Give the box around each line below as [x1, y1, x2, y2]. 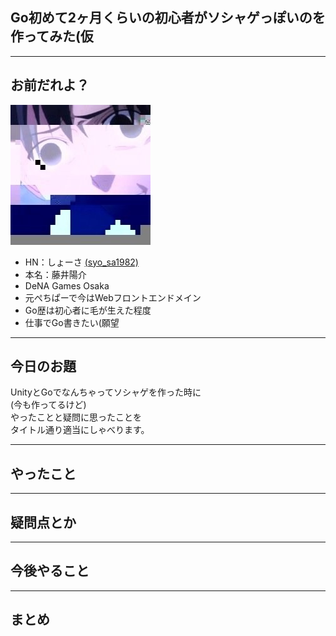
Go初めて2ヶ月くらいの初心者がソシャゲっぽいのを [10, 9, 326, 27]
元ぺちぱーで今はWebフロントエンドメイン [24, 291, 202, 303]
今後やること [10, 563, 90, 580]
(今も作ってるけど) [10, 399, 87, 411]
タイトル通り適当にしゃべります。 [10, 424, 150, 436]
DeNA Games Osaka [24, 279, 110, 292]
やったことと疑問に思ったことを [10, 411, 142, 423]
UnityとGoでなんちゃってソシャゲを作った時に [10, 386, 202, 398]
